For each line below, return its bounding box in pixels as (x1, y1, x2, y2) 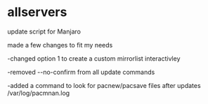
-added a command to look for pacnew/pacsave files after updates (7, 81, 202, 89)
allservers (7, 4, 67, 20)
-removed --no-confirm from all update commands (7, 68, 155, 76)
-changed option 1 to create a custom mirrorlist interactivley (7, 54, 181, 63)
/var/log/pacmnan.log (7, 89, 70, 97)
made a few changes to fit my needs (7, 40, 113, 49)
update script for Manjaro (7, 27, 81, 36)
